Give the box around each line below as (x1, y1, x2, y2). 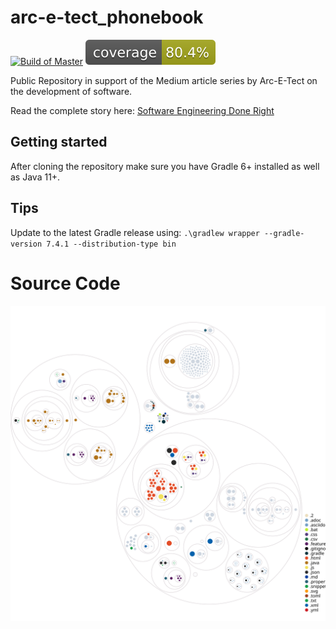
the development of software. (10, 85, 133, 97)
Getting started (10, 134, 108, 151)
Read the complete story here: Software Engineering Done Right (10, 104, 275, 116)
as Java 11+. (10, 171, 61, 183)
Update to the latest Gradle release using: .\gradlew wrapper (10, 226, 260, 238)
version (10, 239, 43, 249)
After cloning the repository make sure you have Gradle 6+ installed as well (10, 160, 320, 172)
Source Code (10, 272, 121, 295)
